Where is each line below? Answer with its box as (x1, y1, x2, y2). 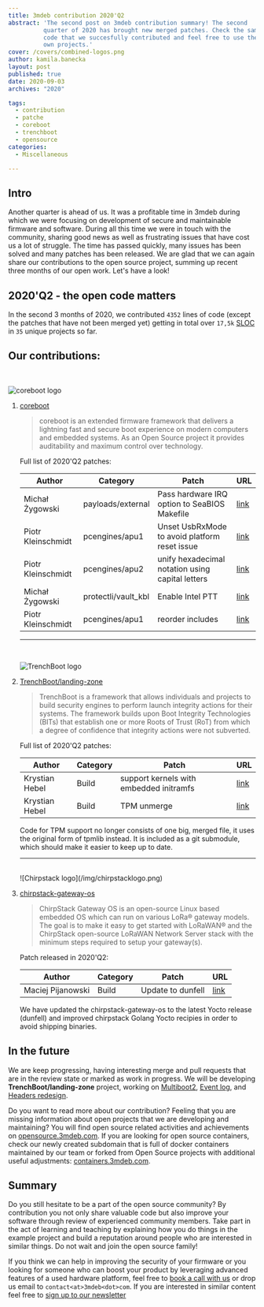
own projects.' (42, 41, 93, 49)
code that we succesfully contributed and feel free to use (42, 33, 244, 42)
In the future (8, 1044, 70, 1058)
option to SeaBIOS (157, 498, 225, 509)
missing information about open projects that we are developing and (8, 1114, 229, 1123)
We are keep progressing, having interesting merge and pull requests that (8, 1065, 246, 1074)
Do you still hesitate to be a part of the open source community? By (8, 1200, 226, 1209)
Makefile (157, 508, 190, 519)
